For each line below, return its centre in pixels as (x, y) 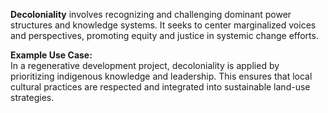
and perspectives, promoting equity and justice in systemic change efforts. (164, 35)
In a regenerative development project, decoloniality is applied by (145, 65)
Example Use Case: (51, 55)
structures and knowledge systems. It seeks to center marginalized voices (163, 25)
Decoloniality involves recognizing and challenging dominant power (151, 14)
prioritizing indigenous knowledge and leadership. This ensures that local (161, 76)
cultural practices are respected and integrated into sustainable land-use (160, 87)
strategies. (32, 97)
